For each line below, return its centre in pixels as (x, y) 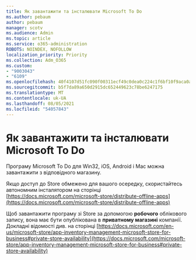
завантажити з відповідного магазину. (54, 173)
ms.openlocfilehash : (31, 82)
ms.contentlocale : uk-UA (36, 98)
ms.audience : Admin (30, 33)
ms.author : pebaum (28, 17)
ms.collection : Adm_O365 (36, 60)
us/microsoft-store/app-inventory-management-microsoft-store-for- (88, 232)
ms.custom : (19, 66)
